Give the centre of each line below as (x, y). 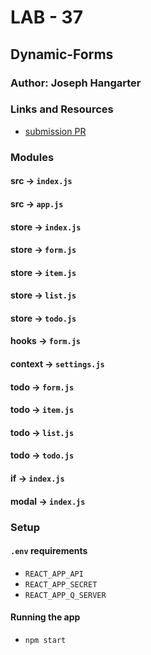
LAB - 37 (46, 17)
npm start (45, 640)
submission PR (55, 131)
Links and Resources (62, 109)
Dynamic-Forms (62, 54)
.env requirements (49, 551)
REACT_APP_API (54, 574)
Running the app (45, 617)
